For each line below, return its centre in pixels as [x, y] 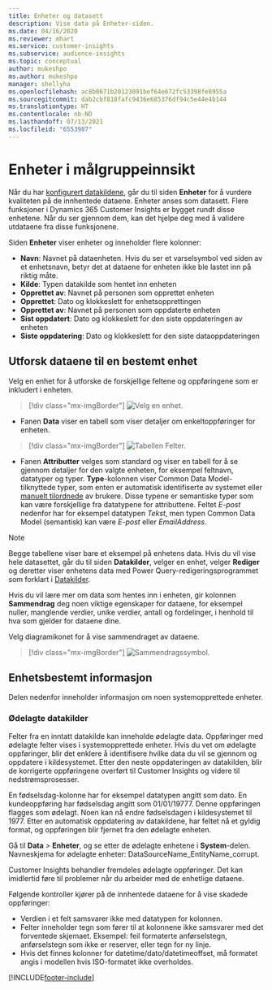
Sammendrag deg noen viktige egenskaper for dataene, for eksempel [126, 603]
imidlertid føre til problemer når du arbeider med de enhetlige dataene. [127, 878]
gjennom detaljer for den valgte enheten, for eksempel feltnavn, [127, 470]
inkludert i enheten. [41, 389]
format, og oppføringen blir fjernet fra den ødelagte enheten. [110, 829]
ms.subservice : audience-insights [67, 54]
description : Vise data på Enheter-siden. [81, 24]
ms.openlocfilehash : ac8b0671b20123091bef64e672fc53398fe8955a [118, 91]
